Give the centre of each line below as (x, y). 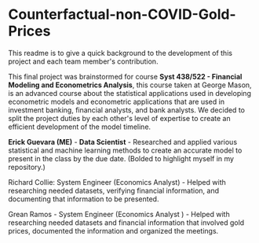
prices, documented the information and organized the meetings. (113, 230)
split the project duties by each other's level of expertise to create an (119, 118)
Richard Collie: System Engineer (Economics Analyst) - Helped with (117, 182)
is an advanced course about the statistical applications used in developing (129, 93)
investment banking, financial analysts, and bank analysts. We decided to (127, 110)
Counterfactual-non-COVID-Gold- (122, 15)
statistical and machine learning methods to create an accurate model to (125, 150)
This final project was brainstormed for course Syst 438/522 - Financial (125, 76)
